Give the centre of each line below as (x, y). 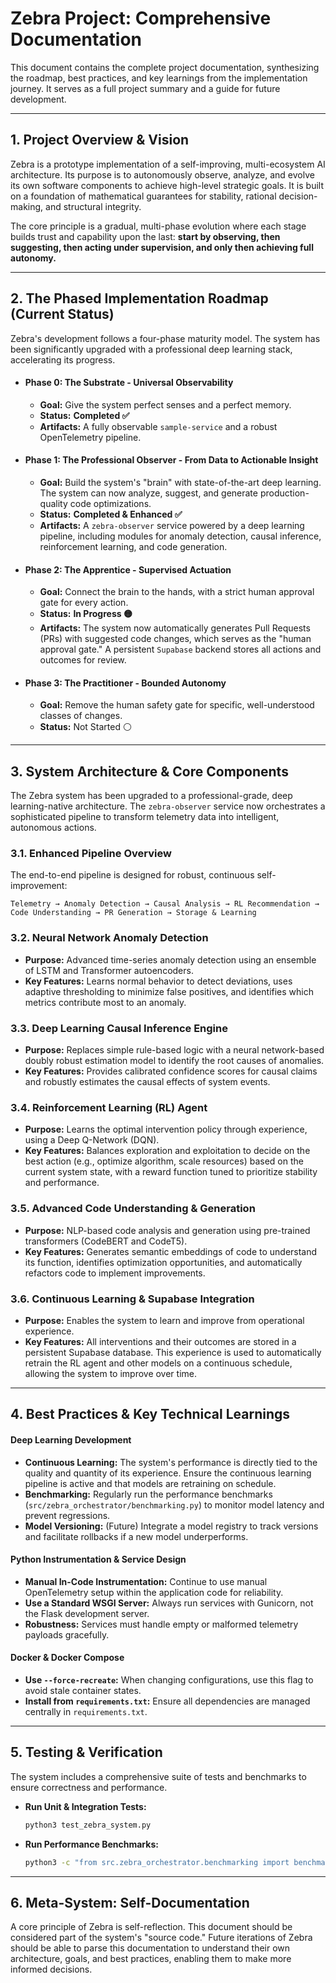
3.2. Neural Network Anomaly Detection (109, 938)
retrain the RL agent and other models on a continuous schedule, (158, 1363)
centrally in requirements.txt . (86, 1711)
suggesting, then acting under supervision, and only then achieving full (162, 247)
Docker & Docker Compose (67, 1658)
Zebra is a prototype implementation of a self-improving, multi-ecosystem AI (168, 164)
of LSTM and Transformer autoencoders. (109, 970)
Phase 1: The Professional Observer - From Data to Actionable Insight (171, 460)
